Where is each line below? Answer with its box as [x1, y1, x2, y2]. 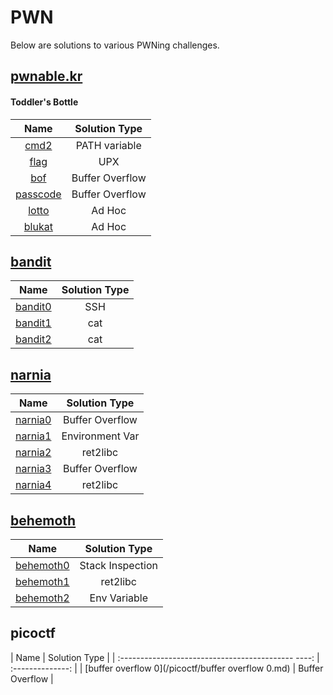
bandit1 [15, 316, 52, 330]
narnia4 [15, 478, 52, 492]
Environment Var [61, 429, 140, 443]
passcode [15, 187, 62, 201]
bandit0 [15, 300, 52, 314]
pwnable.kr [10, 68, 83, 85]
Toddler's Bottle [10, 96, 79, 108]
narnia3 [15, 462, 52, 476]
